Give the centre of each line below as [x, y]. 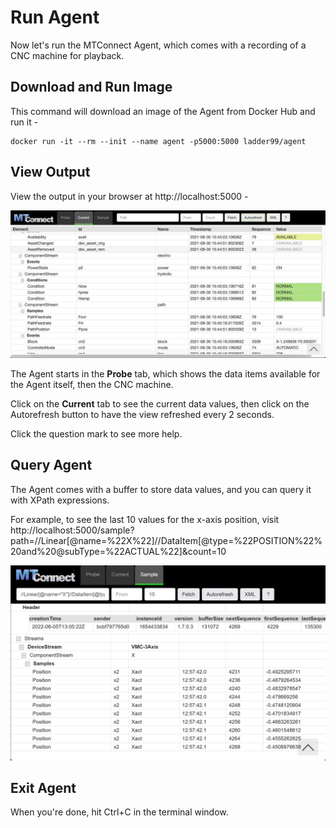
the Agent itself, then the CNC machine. [92, 384]
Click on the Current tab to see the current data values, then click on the [160, 403]
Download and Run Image [91, 87]
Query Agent [51, 465]
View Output [50, 172]
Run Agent [55, 17]
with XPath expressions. [60, 500]
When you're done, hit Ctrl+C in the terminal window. [119, 812]
